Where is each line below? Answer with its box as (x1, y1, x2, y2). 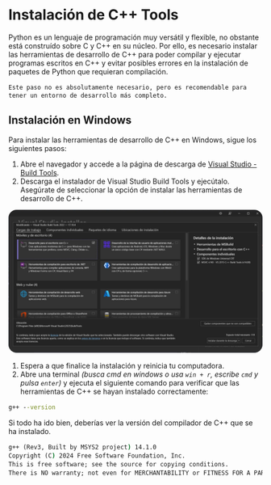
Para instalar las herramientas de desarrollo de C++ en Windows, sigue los (8, 135, 256, 145)
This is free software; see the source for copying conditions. (8, 460, 229, 468)
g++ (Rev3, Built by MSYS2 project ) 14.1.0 (8, 443, 157, 452)
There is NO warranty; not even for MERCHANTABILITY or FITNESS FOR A (8, 469, 251, 477)
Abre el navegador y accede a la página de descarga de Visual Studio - (19, 159, 257, 169)
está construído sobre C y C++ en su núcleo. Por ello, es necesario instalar (8, 40, 258, 50)
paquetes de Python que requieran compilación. (8, 66, 169, 76)
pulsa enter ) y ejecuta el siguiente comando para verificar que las (19, 378, 240, 388)
